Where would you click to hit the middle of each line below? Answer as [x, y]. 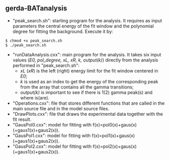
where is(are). [35, 98]
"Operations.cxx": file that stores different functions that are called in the [89, 103]
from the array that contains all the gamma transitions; [77, 87]
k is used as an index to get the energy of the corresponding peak [89, 81]
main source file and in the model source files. [61, 108]
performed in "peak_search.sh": [46, 65]
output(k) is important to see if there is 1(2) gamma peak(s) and [86, 92]
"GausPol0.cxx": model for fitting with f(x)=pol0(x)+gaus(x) [75, 124]
